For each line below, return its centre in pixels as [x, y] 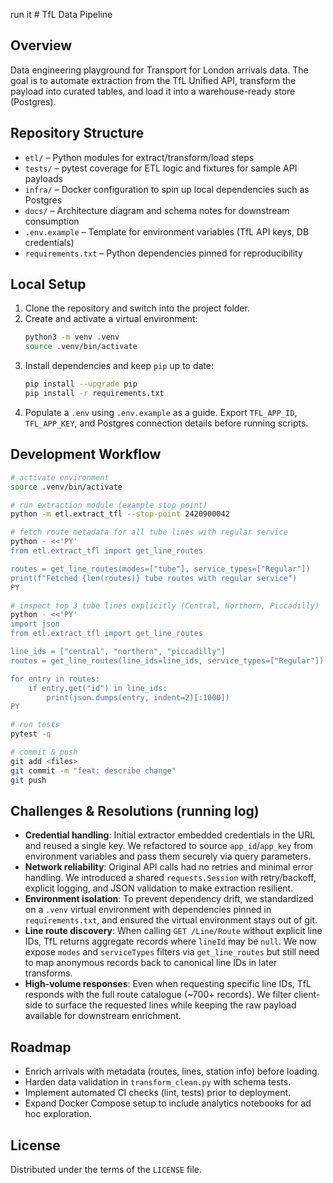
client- [307, 995]
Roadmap [41, 1047]
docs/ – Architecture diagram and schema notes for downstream [157, 210]
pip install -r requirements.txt [94, 394]
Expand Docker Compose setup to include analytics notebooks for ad [168, 1103]
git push [28, 780]
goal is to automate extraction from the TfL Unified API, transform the [153, 80]
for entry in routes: [55, 679]
